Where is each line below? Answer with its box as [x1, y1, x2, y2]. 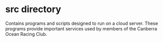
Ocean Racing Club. [5, 31, 48, 37]
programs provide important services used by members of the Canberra [5, 25, 157, 31]
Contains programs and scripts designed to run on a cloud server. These [5, 20, 158, 26]
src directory [5, 4, 61, 15]
